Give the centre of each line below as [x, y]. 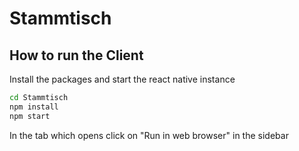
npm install [34, 107]
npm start [30, 116]
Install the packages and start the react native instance [122, 79]
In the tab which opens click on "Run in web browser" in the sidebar [149, 135]
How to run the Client [76, 55]
